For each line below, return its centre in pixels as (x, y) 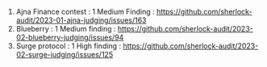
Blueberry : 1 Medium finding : (66, 29)
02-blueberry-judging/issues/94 (70, 37)
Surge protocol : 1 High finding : (69, 46)
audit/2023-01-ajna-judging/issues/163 (81, 20)
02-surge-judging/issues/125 (65, 54)
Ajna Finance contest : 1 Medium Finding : (85, 12)
